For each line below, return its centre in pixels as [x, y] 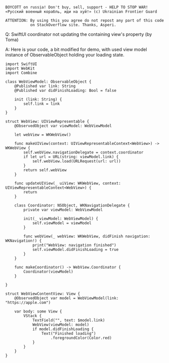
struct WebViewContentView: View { [43, 294]
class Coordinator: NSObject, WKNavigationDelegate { [72, 205]
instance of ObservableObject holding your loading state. [65, 55]
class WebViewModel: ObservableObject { [49, 82]
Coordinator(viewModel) [48, 272]
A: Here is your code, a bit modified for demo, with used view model [76, 49]
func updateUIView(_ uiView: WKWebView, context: [68, 183]
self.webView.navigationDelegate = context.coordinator [83, 152]
